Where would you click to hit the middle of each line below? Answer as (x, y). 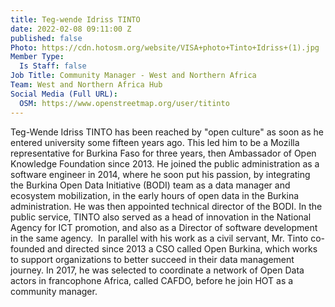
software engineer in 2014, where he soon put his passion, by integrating (160, 174)
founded (28, 248)
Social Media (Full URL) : (64, 94)
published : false (46, 38)
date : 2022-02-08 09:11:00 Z (71, 29)
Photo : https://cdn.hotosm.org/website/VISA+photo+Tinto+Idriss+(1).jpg (165, 47)
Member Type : (37, 57)
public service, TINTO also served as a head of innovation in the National (161, 217)
